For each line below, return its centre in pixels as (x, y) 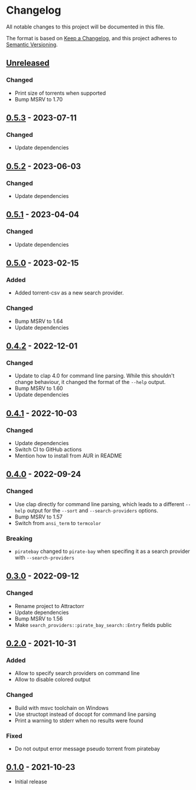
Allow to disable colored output (53, 680)
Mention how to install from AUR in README (68, 456)
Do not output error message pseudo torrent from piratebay (87, 749)
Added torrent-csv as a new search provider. (69, 293)
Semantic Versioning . (32, 44)
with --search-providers (45, 558)
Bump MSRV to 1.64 (39, 321)
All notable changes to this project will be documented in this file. (86, 27)
